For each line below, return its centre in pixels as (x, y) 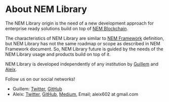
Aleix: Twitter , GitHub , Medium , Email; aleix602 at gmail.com (75, 94)
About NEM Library (46, 9)
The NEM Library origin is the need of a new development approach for (80, 23)
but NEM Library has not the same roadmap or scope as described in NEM (83, 43)
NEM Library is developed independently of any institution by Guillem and (82, 64)
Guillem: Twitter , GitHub (37, 88)
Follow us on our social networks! (40, 79)
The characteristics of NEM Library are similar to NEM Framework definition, (85, 38)
